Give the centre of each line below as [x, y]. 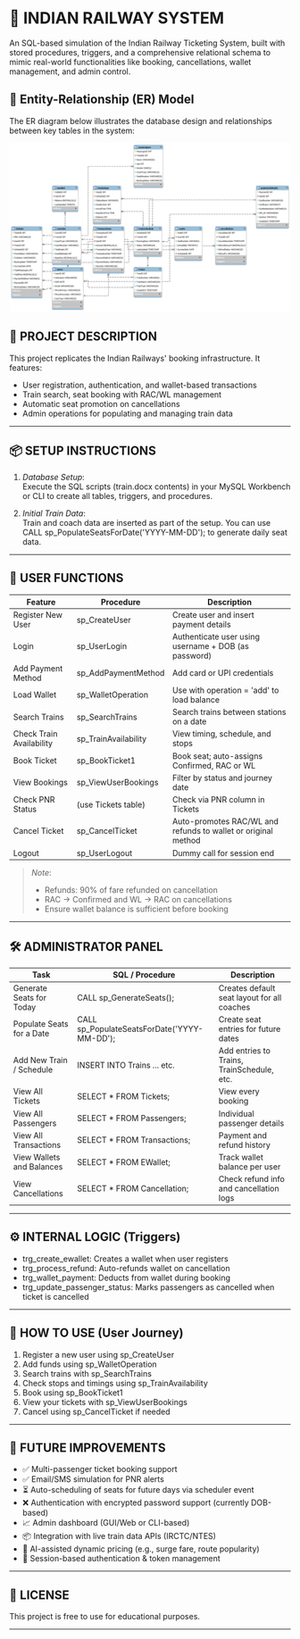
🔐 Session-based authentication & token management [121, 1559]
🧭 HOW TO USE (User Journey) [97, 1333]
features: [26, 367]
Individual [236, 1113]
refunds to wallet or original [223, 831]
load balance [196, 699]
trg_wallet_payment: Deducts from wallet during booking [126, 1277]
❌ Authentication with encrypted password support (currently [136, 1502]
